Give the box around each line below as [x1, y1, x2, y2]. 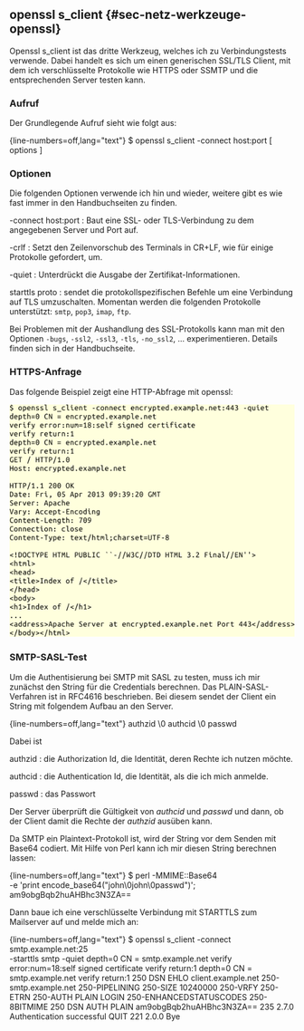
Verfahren [9, 690, 47, 701]
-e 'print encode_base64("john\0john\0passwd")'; [9, 879, 196, 891]
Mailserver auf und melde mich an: [9, 916, 139, 927]
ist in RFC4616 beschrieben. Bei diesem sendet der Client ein [48, 690, 277, 701]
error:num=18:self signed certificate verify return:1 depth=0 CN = [9, 962, 253, 973]
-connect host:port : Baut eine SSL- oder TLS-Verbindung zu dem [9, 215, 255, 226]
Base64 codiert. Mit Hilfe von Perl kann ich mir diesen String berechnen [9, 843, 277, 853]
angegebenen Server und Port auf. [9, 225, 138, 236]
